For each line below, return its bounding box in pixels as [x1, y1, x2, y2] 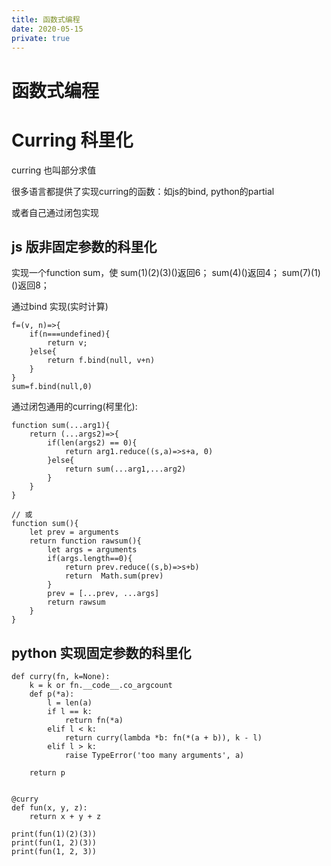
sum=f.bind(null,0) [11, 382, 93, 392]
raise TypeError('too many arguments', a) [64, 751, 245, 761]
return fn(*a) [64, 716, 124, 726]
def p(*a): [29, 689, 75, 700]
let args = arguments [47, 545, 138, 555]
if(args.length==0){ [47, 554, 133, 564]
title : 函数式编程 [11, 14, 81, 25]
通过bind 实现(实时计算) [11, 301, 109, 313]
